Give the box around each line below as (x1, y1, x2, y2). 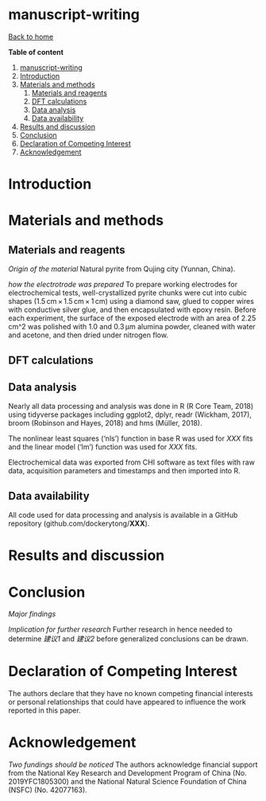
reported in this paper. (8, 706, 81, 715)
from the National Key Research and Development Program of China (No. (8, 768, 248, 778)
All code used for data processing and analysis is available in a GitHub (8, 511, 238, 520)
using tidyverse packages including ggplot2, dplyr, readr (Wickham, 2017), (8, 410, 253, 419)
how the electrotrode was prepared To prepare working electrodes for (8, 280, 238, 290)
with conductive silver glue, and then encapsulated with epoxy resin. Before (8, 305, 256, 315)
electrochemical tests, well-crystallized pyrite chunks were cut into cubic (8, 288, 248, 297)
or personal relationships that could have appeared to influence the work (8, 698, 246, 707)
